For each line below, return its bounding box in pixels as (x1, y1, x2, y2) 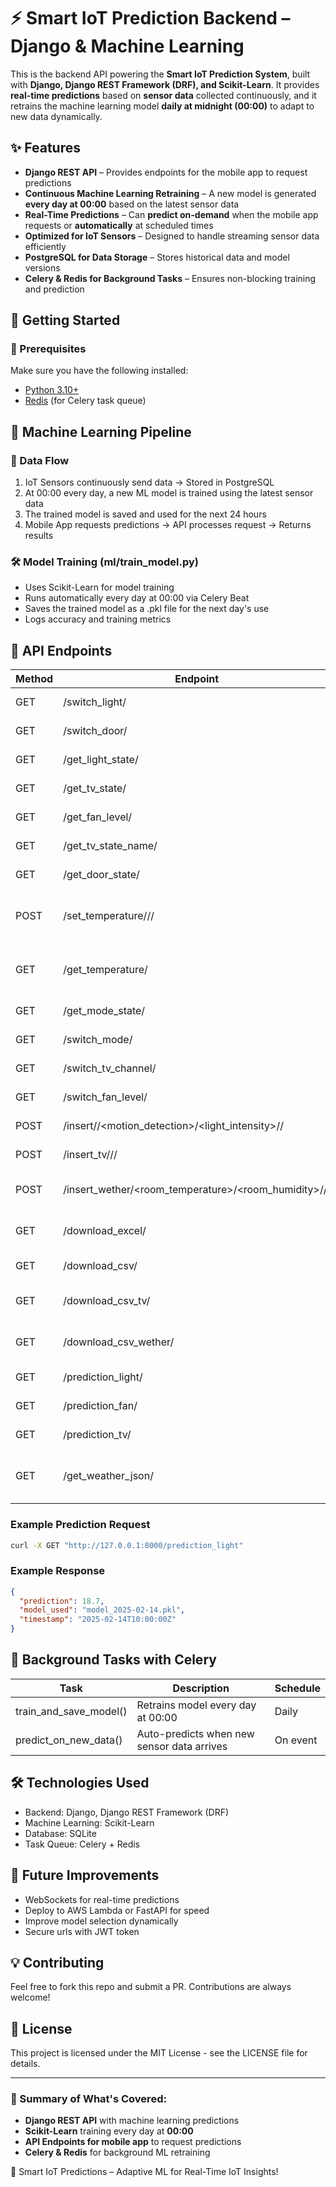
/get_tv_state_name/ (63, 839, 158, 853)
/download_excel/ (63, 1224, 147, 1238)
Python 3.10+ (24, 384, 80, 396)
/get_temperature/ (63, 963, 148, 977)
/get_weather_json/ (63, 1469, 154, 1483)
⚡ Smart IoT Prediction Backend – (10, 7, 291, 30)
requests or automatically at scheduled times (24, 219, 214, 231)
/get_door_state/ (63, 868, 140, 882)
